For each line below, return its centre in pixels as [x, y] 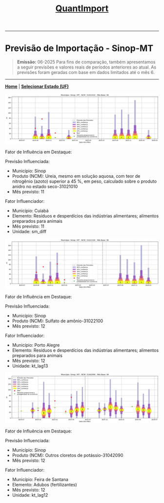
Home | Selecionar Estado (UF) [37, 87]
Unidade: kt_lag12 [30, 495]
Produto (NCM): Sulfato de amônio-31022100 [58, 321]
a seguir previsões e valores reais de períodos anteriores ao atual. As [87, 67]
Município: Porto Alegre [36, 345]
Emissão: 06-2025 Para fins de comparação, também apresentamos [86, 62]
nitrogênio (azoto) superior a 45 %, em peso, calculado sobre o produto [84, 181]
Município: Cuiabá [30, 211]
